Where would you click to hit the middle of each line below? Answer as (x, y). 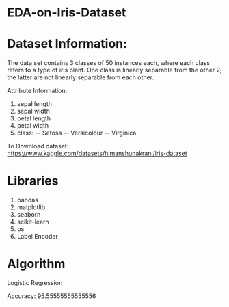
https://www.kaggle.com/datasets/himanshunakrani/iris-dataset (97, 153)
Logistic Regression (35, 283)
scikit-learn (33, 222)
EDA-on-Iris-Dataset (67, 13)
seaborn (29, 215)
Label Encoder (37, 237)
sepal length (35, 104)
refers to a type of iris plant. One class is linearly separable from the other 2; (114, 70)
